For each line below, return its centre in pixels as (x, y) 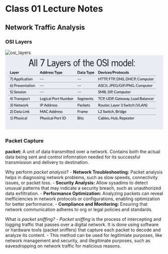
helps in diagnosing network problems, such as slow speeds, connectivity (81, 178)
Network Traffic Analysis (45, 27)
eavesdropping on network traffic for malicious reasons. (63, 246)
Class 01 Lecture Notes (54, 9)
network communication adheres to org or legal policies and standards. (79, 210)
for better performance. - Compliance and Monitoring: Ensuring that (76, 204)
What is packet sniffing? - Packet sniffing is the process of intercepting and (83, 219)
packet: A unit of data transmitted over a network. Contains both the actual (83, 152)
